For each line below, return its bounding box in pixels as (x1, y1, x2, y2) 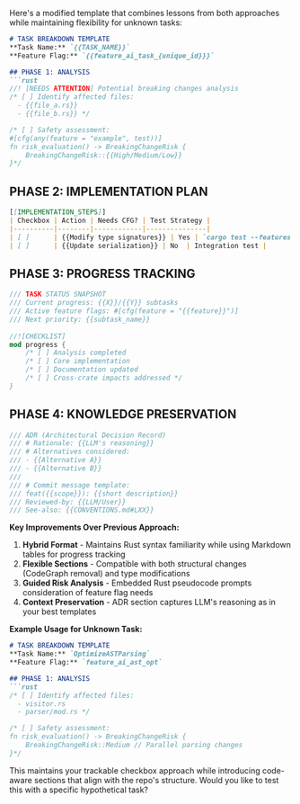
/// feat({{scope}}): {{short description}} (9, 489, 179, 498)
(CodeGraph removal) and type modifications (22, 568, 190, 579)
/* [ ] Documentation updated (25, 365, 139, 374)
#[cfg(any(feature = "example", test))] (9, 134, 163, 143)
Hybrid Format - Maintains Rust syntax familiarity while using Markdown (22, 540, 292, 550)
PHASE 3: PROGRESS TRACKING (9, 265, 196, 281)
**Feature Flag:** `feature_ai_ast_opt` (9, 658, 163, 667)
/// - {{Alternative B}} (9, 464, 102, 473)
